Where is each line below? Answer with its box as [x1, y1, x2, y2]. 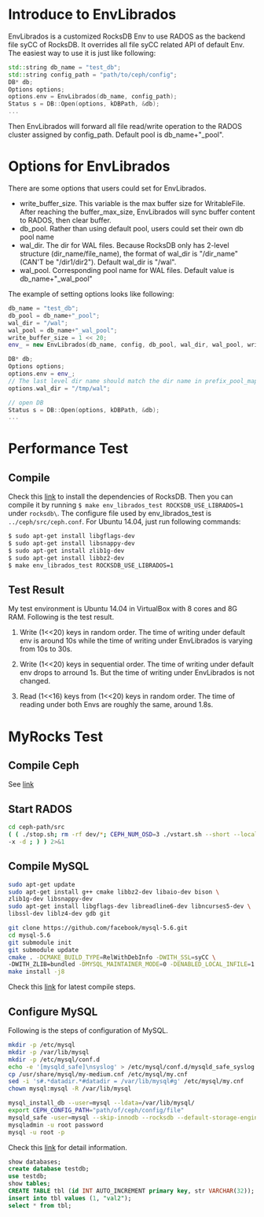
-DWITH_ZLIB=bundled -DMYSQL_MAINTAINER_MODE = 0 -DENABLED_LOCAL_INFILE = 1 [8, 961, 255, 968]
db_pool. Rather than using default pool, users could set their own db [19, 224, 244, 233]
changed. [19, 677, 51, 686]
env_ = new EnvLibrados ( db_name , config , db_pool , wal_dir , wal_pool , [8, 341, 244, 349]
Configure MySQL [8, 1005, 98, 1018]
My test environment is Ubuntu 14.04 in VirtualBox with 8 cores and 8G [8, 604, 238, 614]
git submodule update [8, 946, 79, 953]
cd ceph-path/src [8, 824, 65, 832]
